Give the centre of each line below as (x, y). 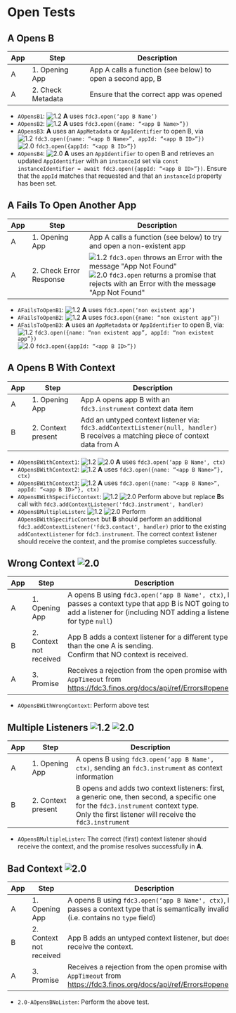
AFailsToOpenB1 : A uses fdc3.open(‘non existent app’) (106, 309)
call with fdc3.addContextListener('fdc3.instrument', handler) (111, 504)
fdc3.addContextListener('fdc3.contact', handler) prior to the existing (122, 526)
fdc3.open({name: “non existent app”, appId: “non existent (124, 333)
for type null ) (90, 621)
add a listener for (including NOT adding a (137, 612)
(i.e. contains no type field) (112, 918)
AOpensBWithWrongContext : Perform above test (83, 705)
